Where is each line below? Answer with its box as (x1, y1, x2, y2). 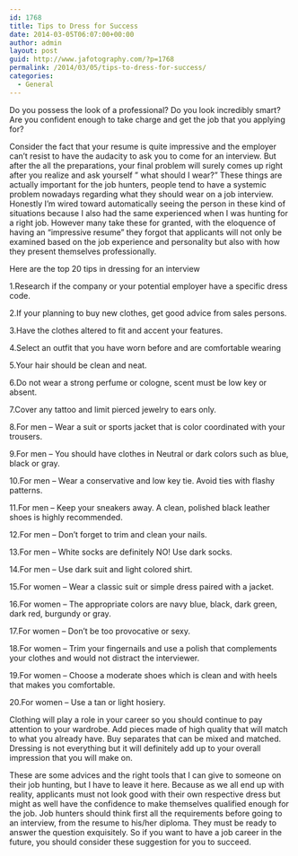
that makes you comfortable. (9, 679, 116, 690)
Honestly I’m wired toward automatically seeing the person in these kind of (9, 198, 285, 209)
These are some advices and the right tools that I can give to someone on (9, 769, 282, 781)
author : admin (9, 38, 63, 48)
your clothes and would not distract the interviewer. (9, 652, 200, 663)
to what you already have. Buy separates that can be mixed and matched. (9, 733, 282, 744)
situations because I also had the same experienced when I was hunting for (9, 207, 289, 218)
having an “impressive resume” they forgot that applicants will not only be (9, 226, 283, 238)
